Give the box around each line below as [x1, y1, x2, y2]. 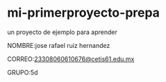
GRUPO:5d [7, 68, 38, 76]
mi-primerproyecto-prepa [7, 5, 160, 21]
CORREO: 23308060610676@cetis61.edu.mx [7, 54, 135, 63]
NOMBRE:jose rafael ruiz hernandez [7, 41, 110, 49]
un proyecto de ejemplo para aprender [7, 28, 118, 36]
